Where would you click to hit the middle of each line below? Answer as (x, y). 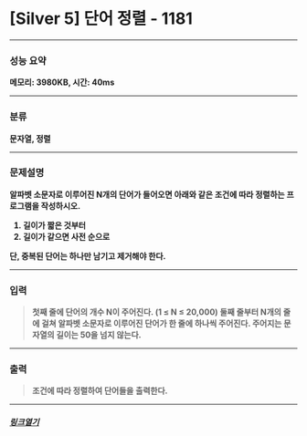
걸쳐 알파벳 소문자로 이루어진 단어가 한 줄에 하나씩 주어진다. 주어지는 (161, 324)
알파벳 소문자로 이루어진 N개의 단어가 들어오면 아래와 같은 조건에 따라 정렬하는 (147, 194)
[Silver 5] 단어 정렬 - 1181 (101, 19)
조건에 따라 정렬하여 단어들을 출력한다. (100, 391)
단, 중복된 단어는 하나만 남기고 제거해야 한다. (88, 255)
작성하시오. (60, 205)
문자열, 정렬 (30, 139)
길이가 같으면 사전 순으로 (66, 236)
